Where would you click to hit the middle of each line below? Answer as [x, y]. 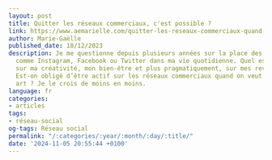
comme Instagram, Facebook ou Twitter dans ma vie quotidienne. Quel [135, 61]
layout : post [30, 16]
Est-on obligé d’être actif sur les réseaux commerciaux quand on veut [139, 76]
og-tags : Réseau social [49, 128]
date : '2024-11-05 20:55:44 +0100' [68, 143]
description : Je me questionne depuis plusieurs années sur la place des [136, 53]
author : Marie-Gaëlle [45, 38]
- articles [27, 106]
